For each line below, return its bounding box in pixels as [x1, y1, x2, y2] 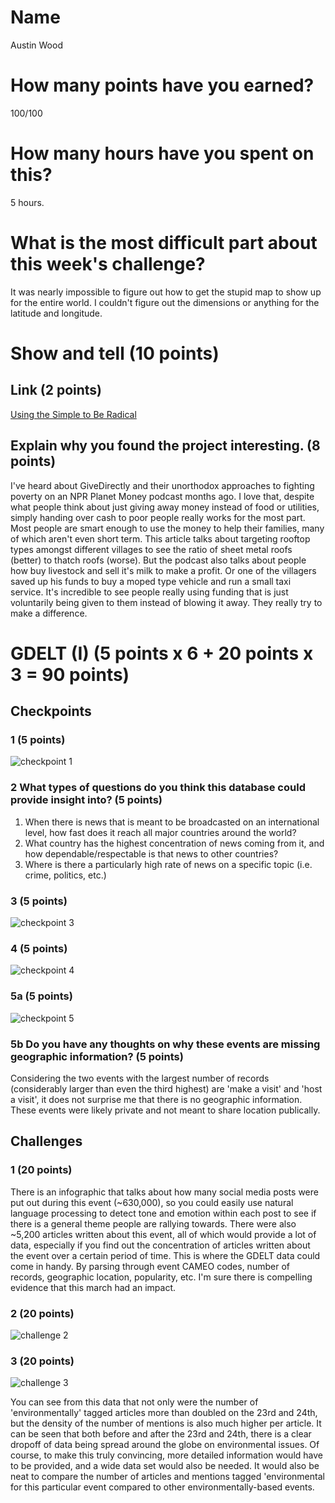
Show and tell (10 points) [10, 342, 220, 365]
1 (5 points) [10, 733, 66, 747]
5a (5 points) [10, 989, 73, 1003]
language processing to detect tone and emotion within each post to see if [10, 1207, 317, 1219]
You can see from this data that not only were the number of [10, 1396, 259, 1408]
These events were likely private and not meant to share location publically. [10, 1104, 321, 1116]
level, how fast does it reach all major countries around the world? [24, 826, 297, 838]
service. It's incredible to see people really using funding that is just [10, 586, 289, 598]
